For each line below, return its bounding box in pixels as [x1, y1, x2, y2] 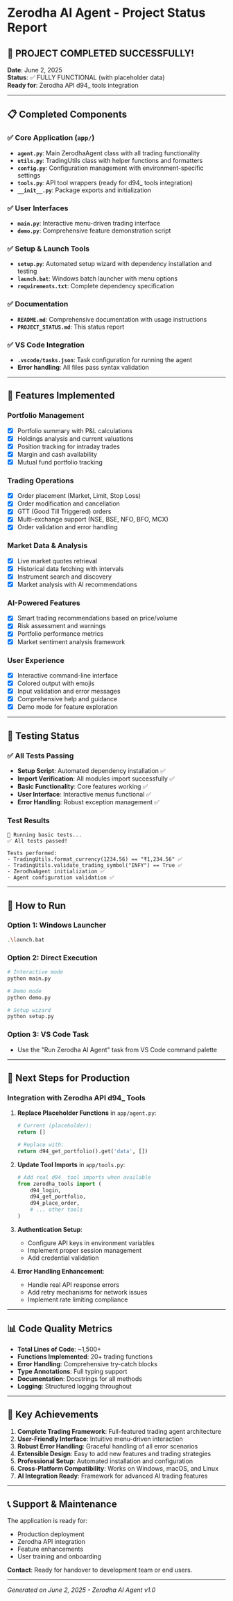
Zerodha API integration [17, 1538, 85, 1546]
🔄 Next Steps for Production [7, 1072, 130, 1084]
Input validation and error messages [17, 687, 121, 695]
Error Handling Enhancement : [17, 1267, 105, 1275]
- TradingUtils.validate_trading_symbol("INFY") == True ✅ [7, 862, 182, 869]
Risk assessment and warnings [17, 622, 106, 630]
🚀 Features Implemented [7, 390, 115, 402]
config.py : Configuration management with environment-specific [17, 164, 204, 172]
